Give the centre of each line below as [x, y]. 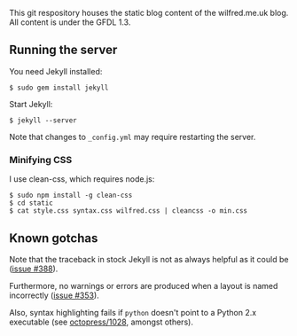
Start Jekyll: [31, 104]
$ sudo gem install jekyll [59, 88]
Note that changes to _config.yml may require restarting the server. [133, 137]
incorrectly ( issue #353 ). [54, 295]
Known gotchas [54, 238]
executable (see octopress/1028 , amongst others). [101, 322]
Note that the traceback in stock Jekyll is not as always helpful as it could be [149, 259]
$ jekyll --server [43, 120]
